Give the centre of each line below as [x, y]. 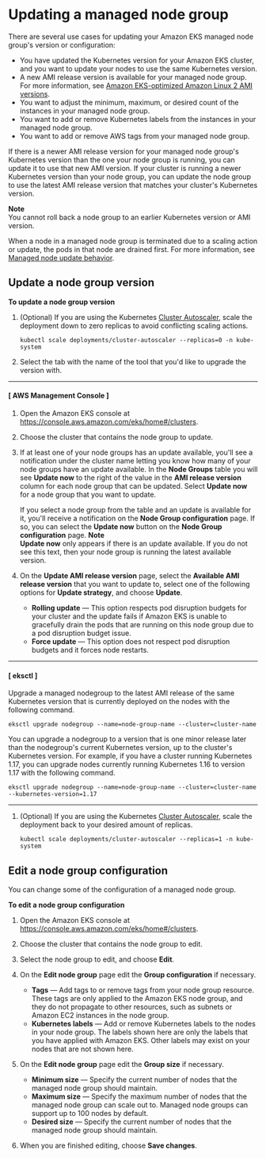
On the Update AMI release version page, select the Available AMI [129, 575]
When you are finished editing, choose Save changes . [108, 1145]
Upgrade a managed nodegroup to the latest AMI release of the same [122, 693]
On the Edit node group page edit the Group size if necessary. [122, 1064]
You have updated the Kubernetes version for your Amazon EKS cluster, [137, 60]
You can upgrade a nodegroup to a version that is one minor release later [127, 739]
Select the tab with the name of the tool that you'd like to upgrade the [133, 361]
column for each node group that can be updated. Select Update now [133, 486]
